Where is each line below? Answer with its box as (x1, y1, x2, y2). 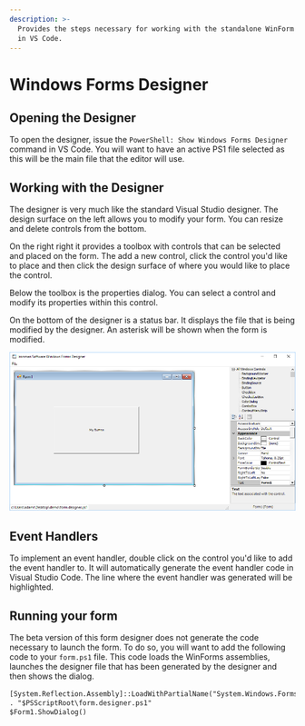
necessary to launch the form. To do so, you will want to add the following (9, 641, 286, 653)
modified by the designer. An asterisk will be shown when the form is (9, 324, 268, 335)
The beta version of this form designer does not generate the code (9, 632, 260, 643)
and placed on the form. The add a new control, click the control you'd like (9, 251, 288, 262)
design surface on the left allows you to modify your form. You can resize (9, 214, 284, 224)
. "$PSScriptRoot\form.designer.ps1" (9, 699, 152, 708)
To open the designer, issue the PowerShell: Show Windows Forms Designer (9, 134, 289, 145)
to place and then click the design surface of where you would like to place (9, 260, 290, 272)
